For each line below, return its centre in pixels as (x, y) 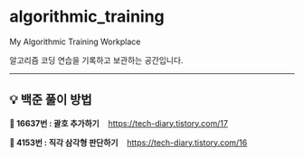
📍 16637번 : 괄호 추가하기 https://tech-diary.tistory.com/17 (119, 123)
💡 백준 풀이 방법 (51, 100)
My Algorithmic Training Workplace (75, 42)
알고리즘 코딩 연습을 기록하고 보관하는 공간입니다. (96, 60)
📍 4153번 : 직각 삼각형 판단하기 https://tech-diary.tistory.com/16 (128, 143)
